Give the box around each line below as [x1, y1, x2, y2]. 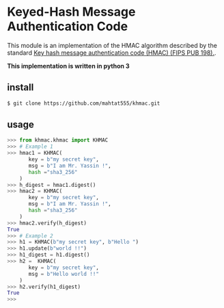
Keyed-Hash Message [7, 4, 136, 20]
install [7, 81, 34, 93]
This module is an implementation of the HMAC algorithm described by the [7, 41, 217, 49]
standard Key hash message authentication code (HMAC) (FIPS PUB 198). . [7, 49, 216, 57]
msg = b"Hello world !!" [28, 270, 99, 277]
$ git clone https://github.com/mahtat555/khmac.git [7, 100, 160, 107]
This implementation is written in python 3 [7, 62, 130, 70]
